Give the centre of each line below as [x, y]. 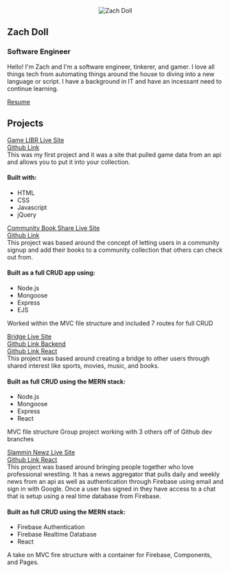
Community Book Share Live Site [54, 228]
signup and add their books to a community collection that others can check [115, 250]
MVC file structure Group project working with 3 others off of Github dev [110, 432]
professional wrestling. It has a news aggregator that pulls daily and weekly [114, 474]
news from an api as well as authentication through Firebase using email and [115, 482]
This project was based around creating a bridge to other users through [108, 358]
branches [21, 439]
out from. [20, 257]
